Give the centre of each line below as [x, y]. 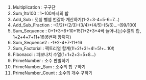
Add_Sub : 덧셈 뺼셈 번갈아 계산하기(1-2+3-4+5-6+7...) [66, 19]
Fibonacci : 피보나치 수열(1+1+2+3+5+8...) [54, 54]
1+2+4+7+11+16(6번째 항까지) [42, 37]
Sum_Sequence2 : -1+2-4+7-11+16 [48, 42]
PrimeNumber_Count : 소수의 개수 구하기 [52, 73]
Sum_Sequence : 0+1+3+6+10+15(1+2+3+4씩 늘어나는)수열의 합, [77, 31]
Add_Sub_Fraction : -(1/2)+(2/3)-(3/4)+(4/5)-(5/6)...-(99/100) [74, 25]
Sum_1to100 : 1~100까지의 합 [41, 13]
